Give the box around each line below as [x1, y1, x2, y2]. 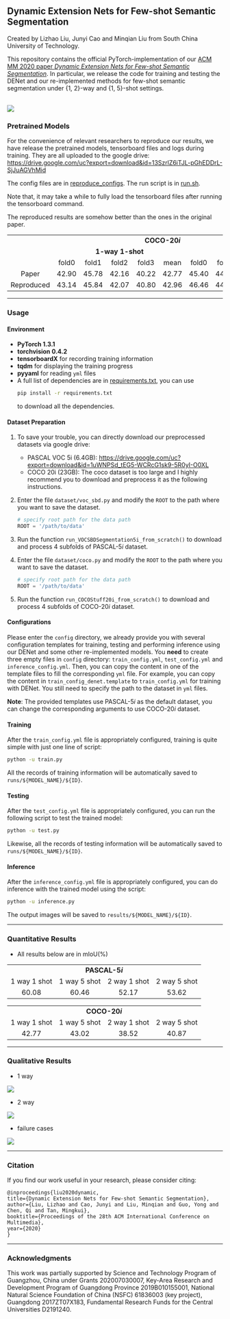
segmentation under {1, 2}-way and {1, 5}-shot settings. [7, 84, 164, 92]
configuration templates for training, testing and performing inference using [7, 640, 220, 649]
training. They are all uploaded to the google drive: [7, 151, 150, 160]
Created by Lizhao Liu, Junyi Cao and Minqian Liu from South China [7, 34, 199, 42]
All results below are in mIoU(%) [16, 950, 108, 958]
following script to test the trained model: [7, 814, 123, 822]
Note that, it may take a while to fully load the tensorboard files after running [7, 192, 222, 201]
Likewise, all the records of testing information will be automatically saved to [7, 840, 222, 848]
